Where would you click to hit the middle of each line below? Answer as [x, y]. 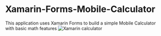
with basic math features [31, 28]
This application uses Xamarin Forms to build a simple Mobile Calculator [80, 23]
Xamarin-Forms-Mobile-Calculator [80, 9]
